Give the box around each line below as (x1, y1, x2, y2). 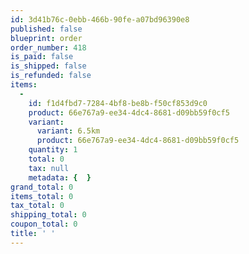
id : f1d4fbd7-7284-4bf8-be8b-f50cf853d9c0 (28, 98, 208, 108)
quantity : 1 (28, 145, 78, 155)
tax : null (28, 163, 70, 173)
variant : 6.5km (36, 126, 101, 136)
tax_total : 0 (10, 201, 65, 211)
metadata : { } (28, 172, 92, 183)
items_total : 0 (10, 191, 74, 201)
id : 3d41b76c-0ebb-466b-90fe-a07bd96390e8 (10, 14, 190, 25)
